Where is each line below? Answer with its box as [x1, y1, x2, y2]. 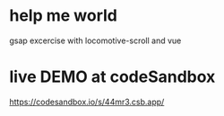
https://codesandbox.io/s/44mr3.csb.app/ [9, 96, 165, 107]
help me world [9, 5, 118, 26]
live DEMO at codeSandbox [9, 67, 216, 87]
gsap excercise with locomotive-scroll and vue [9, 35, 182, 46]
